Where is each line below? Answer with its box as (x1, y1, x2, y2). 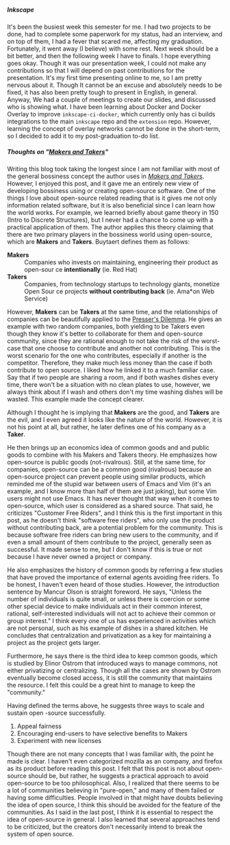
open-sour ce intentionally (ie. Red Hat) (24, 265, 138, 273)
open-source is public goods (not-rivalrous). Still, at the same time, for (7, 457, 206, 466)
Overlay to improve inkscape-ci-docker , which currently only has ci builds (7, 110, 216, 118)
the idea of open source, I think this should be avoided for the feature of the (7, 800, 221, 809)
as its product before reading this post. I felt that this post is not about (7, 764, 204, 772)
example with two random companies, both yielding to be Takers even (7, 322, 205, 330)
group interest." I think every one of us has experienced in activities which (7, 616, 216, 625)
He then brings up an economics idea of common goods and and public (7, 443, 210, 451)
